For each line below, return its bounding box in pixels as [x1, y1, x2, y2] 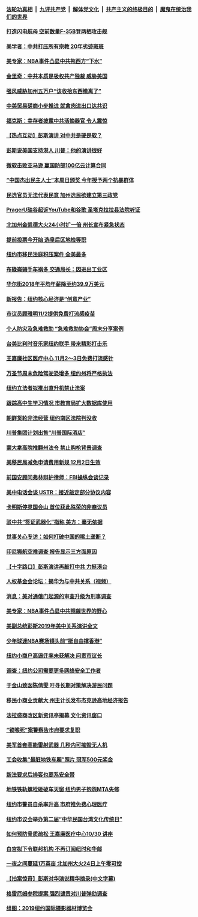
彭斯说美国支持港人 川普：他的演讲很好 [6, 147, 103, 154]
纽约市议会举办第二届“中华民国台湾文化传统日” [6, 816, 123, 823]
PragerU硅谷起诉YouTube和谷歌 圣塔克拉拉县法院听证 [6, 206, 140, 213]
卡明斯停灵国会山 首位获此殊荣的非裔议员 [6, 503, 108, 510]
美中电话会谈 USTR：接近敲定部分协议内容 [6, 488, 112, 495]
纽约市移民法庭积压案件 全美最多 [6, 251, 87, 258]
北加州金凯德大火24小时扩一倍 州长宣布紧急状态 [6, 221, 125, 228]
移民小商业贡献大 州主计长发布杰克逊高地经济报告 [6, 697, 129, 704]
